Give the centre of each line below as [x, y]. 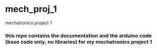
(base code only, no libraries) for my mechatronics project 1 [78, 42]
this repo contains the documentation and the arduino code [78, 36]
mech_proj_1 [31, 9]
